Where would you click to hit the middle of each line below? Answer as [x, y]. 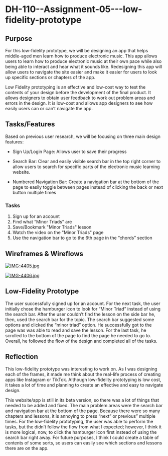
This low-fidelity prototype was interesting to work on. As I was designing [81, 369]
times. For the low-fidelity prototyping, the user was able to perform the [79, 421]
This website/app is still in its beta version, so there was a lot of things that [82, 400]
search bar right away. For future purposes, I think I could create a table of [82, 437]
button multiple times [34, 192]
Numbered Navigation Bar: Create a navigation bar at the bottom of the [86, 182]
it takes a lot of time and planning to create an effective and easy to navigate [84, 385]
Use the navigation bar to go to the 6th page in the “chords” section [82, 238]
